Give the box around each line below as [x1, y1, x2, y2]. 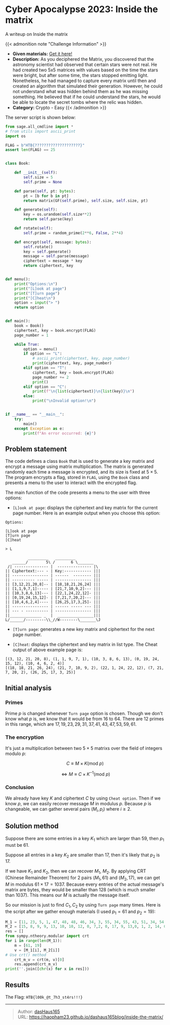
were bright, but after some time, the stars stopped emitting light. [12, 72, 149, 78]
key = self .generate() [23, 249, 71, 254]
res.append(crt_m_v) [14, 962, 58, 967]
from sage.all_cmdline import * [5, 124, 73, 129]
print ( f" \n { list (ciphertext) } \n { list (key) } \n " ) [32, 389, 135, 394]
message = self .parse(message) [23, 254, 90, 259]
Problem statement [5, 445, 67, 453]
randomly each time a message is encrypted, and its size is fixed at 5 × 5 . [5, 469, 158, 475]
